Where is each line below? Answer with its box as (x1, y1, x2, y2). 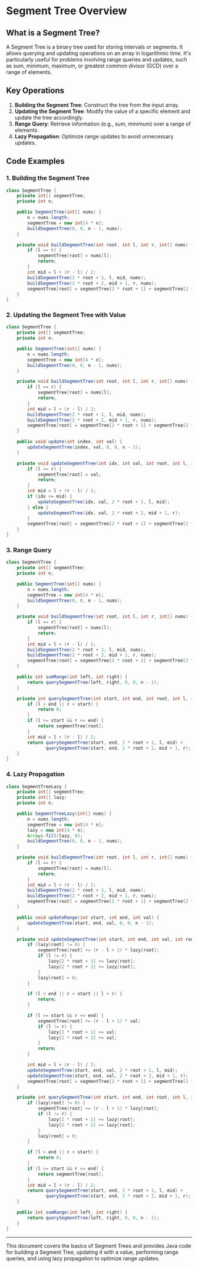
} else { (27, 504, 49, 510)
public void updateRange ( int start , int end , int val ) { (16, 914, 160, 921)
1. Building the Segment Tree (6, 174, 90, 182)
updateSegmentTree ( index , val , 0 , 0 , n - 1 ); (27, 444, 141, 450)
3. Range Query (6, 546, 52, 554)
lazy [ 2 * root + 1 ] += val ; (48, 1029, 117, 1035)
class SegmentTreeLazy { (6, 783, 67, 789)
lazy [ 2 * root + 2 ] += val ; (48, 1034, 117, 1041)
